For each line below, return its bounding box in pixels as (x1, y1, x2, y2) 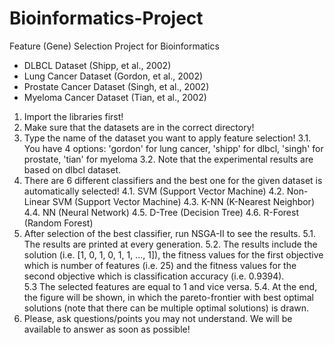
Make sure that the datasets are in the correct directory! (23, 121, 255, 133)
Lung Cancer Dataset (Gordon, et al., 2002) (23, 70, 204, 82)
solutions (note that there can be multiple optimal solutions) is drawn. (23, 302, 310, 314)
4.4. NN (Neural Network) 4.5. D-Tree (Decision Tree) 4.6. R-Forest (23, 206, 299, 218)
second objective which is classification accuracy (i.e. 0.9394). (23, 270, 285, 282)
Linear (23, 195, 51, 207)
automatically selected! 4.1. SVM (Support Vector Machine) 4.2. (23, 185, 285, 197)
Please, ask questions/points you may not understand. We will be (23, 312, 293, 324)
